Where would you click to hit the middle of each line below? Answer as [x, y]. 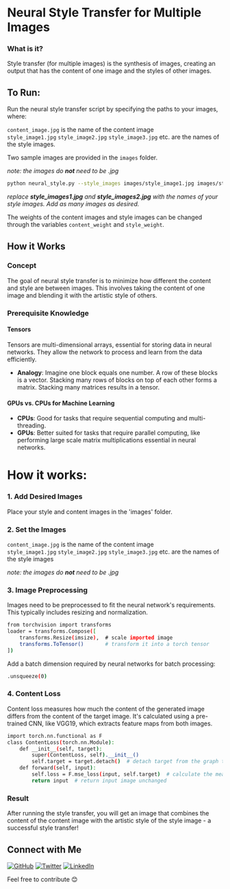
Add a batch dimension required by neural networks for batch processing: [111, 664]
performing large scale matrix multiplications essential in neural [106, 440]
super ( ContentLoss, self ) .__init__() [85, 755]
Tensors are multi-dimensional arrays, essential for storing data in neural [110, 344]
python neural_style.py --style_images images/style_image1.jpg [101, 183]
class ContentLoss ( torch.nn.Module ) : [61, 742]
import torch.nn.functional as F [55, 736]
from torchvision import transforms [59, 625]
